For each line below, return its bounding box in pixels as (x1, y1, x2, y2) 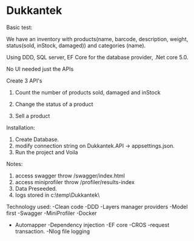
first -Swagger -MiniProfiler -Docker (6, 210, 97, 217)
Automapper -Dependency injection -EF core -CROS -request (15, 221, 170, 228)
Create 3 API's (6, 77, 42, 84)
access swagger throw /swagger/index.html (15, 172, 125, 179)
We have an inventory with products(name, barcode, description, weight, (6, 35, 189, 42)
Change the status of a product (15, 101, 93, 108)
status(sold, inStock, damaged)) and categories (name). (6, 42, 146, 49)
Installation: (6, 124, 35, 131)
